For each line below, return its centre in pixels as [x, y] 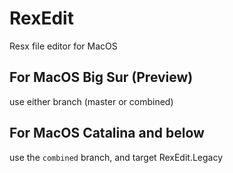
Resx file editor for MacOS [63, 46]
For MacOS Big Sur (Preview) [101, 77]
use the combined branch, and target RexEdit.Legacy [116, 157]
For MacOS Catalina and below [107, 133]
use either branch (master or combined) [91, 101]
